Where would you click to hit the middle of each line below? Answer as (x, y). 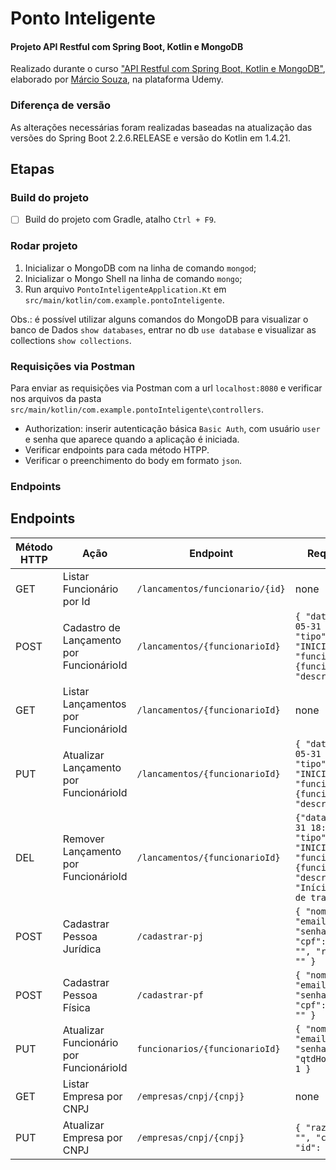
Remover (83, 839)
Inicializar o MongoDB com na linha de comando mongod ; (140, 268)
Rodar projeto (44, 246)
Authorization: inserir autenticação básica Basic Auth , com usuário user (172, 429)
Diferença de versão (61, 105)
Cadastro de (91, 627)
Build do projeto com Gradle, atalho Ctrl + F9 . (120, 219)
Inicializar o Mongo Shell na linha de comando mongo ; (133, 278)
